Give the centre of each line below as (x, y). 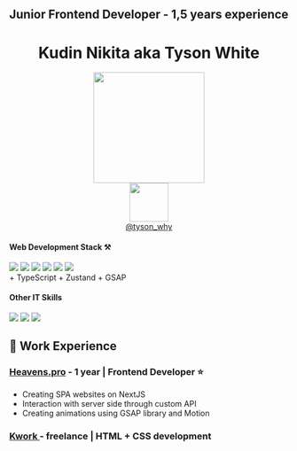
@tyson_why (149, 227)
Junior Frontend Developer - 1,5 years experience (149, 15)
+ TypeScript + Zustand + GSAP (68, 277)
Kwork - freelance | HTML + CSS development (110, 436)
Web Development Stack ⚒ (60, 246)
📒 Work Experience (63, 346)
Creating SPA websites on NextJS (84, 394)
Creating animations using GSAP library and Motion (116, 413)
